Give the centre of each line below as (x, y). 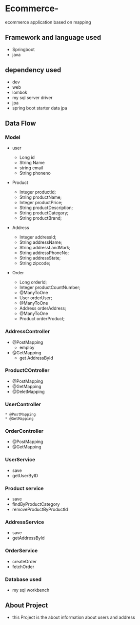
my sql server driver (32, 97)
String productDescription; (46, 208)
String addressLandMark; (45, 248)
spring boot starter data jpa (40, 108)
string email (31, 168)
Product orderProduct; (42, 319)
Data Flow (20, 123)
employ (27, 347)
